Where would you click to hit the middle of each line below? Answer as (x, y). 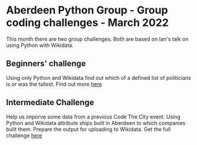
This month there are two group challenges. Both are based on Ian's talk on (97, 39)
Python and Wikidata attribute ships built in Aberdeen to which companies (96, 123)
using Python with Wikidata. (40, 45)
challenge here (24, 135)
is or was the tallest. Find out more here (54, 84)
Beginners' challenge (46, 64)
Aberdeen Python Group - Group (87, 10)
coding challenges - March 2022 (87, 23)
